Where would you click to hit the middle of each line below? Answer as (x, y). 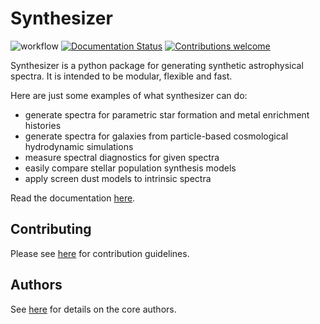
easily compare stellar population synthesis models (130, 168)
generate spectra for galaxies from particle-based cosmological (156, 136)
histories (43, 125)
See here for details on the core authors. (93, 309)
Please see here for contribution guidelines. (100, 253)
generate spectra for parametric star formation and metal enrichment (167, 114)
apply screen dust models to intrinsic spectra (118, 178)
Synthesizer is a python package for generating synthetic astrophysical (157, 65)
